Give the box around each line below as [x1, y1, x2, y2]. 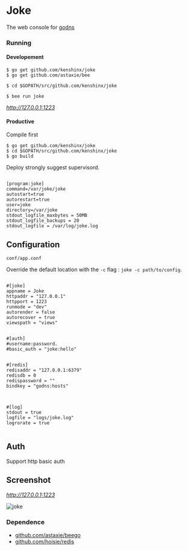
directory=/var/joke [6, 207, 58, 213]
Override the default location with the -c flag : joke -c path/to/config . [6, 266, 183, 273]
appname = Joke [6, 288, 45, 294]
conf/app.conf [6, 256, 42, 262]
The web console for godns [6, 24, 75, 31]
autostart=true [6, 191, 45, 198]
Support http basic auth [6, 458, 65, 465]
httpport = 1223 [6, 299, 47, 305]
